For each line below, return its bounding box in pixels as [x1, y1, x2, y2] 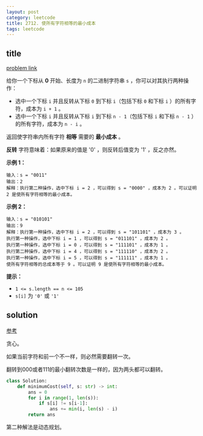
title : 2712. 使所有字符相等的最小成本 [6, 20, 96, 26]
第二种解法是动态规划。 [6, 423, 65, 431]
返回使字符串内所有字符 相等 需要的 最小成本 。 [6, 133, 124, 140]
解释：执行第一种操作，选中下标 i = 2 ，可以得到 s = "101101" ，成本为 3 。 [6, 229, 185, 236]
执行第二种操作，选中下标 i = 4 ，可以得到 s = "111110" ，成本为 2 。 [6, 248, 171, 255]
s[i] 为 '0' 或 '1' [15, 292, 59, 299]
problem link [6, 64, 38, 72]
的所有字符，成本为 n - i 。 [15, 120, 85, 128]
